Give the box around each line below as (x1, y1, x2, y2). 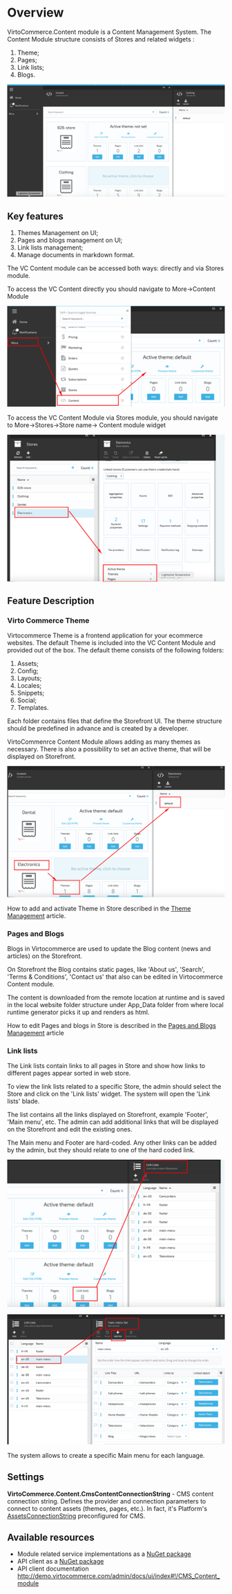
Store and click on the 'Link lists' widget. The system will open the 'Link (7, 1090, 211, 1098)
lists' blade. (7, 1097, 40, 1105)
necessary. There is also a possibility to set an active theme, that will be (7, 745, 211, 753)
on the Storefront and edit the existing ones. (7, 1125, 133, 1134)
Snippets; (17, 689, 45, 697)
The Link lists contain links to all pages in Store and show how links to (7, 1062, 206, 1070)
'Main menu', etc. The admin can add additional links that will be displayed (7, 1118, 219, 1126)
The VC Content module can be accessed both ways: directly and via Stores (7, 264, 224, 272)
